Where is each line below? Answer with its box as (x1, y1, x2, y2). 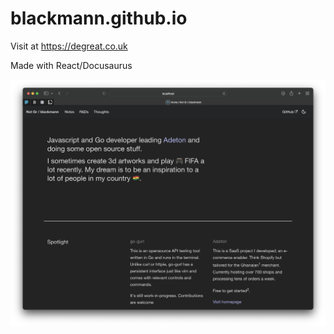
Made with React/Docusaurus (10, 59, 133, 71)
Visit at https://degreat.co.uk (10, 40, 128, 52)
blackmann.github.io (10, 7, 188, 30)
